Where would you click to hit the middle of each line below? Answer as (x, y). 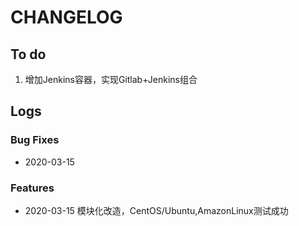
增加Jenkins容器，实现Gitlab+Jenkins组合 (111, 79)
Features (32, 188)
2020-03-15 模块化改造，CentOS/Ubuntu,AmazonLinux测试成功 (156, 210)
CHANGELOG (66, 17)
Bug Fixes (35, 140)
